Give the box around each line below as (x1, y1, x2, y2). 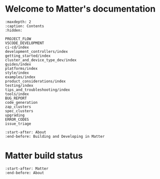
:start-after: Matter (5, 166, 49, 171)
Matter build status (5, 150, 83, 161)
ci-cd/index (5, 45, 29, 49)
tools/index (5, 91, 29, 97)
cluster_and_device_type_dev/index (5, 57, 77, 63)
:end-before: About (5, 170, 44, 175)
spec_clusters (5, 108, 34, 114)
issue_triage (5, 121, 31, 126)
